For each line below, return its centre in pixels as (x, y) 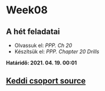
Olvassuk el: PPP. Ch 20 (43, 45)
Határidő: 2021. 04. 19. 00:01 (41, 63)
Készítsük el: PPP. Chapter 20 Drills (57, 52)
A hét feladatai (33, 32)
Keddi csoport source (46, 81)
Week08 (27, 10)
